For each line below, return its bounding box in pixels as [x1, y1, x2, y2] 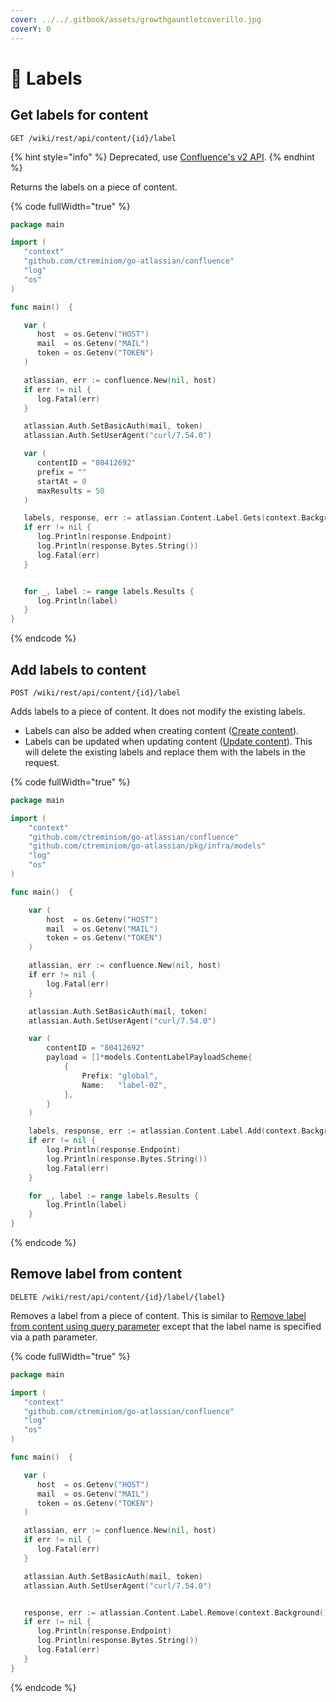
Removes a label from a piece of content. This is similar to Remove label [10, 1309, 307, 1321]
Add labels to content [10, 661, 147, 678]
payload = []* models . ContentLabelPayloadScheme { [46, 1052, 253, 1063]
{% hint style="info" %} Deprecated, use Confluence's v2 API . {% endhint [10, 151, 315, 163]
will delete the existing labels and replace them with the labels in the [24, 746, 306, 758]
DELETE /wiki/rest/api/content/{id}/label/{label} [10, 1292, 226, 1302]
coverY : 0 [10, 24, 52, 34]
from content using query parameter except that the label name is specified [10, 1320, 322, 1332]
